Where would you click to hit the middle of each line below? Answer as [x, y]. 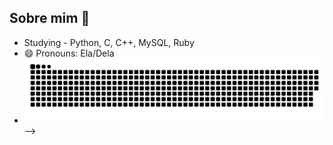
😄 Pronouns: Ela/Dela [69, 53]
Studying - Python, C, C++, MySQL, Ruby [109, 42]
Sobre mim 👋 [50, 18]
